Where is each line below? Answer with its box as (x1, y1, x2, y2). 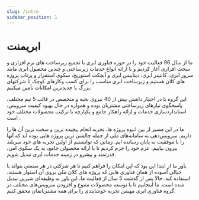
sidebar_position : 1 (7, 14, 58, 20)
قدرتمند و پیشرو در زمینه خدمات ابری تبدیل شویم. (7, 151, 116, 158)
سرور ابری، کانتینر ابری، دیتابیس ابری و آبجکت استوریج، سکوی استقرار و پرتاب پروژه (7, 71, 194, 78)
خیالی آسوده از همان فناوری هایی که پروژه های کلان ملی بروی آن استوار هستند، (7, 169, 182, 176)
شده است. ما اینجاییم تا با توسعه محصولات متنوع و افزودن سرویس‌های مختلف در (7, 181, 185, 188)
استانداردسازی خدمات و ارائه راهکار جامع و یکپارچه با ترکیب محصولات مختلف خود (7, 108, 187, 115)
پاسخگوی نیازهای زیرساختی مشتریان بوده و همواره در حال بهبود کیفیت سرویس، (7, 101, 182, 109)
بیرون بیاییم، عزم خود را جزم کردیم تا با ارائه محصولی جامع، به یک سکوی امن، (7, 145, 178, 152)
